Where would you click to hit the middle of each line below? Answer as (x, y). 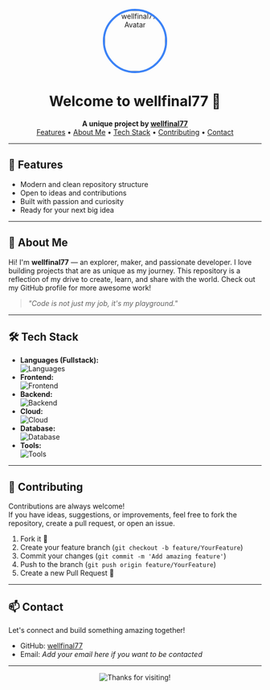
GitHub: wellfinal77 (51, 646)
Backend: (36, 394)
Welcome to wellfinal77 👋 (135, 102)
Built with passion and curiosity (72, 201)
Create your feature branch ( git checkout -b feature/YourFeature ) (131, 548)
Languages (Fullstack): (59, 360)
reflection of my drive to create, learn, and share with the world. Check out (132, 279)
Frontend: (37, 378)
